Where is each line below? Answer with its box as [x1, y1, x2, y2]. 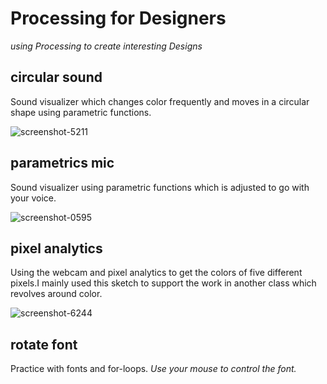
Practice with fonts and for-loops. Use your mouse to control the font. [10, 363, 297, 375]
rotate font [10, 336, 78, 353]
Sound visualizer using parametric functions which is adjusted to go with [10, 181, 310, 193]
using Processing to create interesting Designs [10, 40, 203, 52]
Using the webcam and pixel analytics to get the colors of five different [10, 267, 303, 279]
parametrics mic [10, 155, 115, 172]
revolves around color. [10, 288, 103, 300]
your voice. [10, 192, 57, 204]
